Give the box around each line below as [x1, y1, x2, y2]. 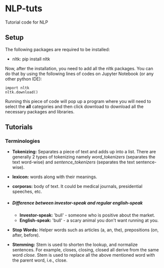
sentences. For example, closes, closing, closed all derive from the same [12, 247, 159, 253]
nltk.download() [5, 89, 38, 95]
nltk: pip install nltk [12, 56, 50, 62]
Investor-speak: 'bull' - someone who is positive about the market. [19, 212, 155, 218]
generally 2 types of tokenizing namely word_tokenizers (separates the [12, 154, 156, 160]
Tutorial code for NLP [5, 19, 48, 25]
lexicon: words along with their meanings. [12, 174, 97, 180]
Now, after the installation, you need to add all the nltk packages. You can [5, 65, 153, 71]
